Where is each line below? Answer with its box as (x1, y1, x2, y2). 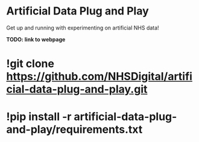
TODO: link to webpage (6, 35, 66, 43)
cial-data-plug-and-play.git (6, 82, 148, 96)
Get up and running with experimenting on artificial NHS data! (6, 24, 159, 31)
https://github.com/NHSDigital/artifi (6, 70, 193, 84)
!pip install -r (6, 110, 72, 124)
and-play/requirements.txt (6, 123, 143, 137)
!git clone (6, 57, 54, 70)
